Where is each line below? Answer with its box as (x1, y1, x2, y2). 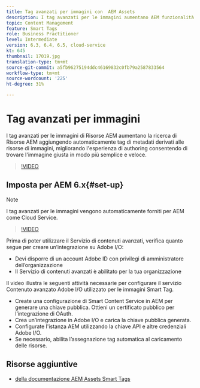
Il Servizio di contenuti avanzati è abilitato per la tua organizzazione (14, 268, 181, 275)
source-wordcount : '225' (6, 75, 68, 81)
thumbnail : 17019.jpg (6, 53, 60, 59)
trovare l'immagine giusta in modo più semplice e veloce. (6, 151, 147, 158)
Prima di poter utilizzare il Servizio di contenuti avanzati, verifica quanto (6, 237, 183, 244)
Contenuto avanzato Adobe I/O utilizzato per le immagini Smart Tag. (6, 286, 174, 293)
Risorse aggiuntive (6, 359, 78, 369)
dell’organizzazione (14, 261, 63, 268)
